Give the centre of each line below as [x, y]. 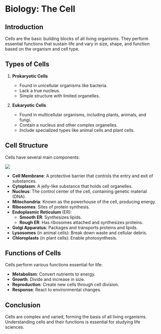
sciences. [15, 327]
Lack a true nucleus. [40, 91]
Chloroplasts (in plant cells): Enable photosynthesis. [65, 238]
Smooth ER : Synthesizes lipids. [51, 217]
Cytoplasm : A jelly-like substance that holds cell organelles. [72, 186]
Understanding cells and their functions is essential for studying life [73, 322]
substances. [24, 181]
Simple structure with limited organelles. [60, 95]
